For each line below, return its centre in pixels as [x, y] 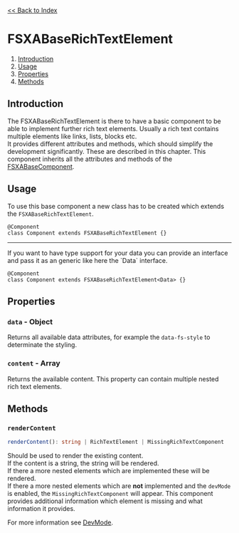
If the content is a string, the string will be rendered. [83, 463]
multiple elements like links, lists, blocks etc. [72, 136]
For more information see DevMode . [60, 522]
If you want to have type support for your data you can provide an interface [118, 253]
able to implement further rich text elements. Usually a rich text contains [113, 128]
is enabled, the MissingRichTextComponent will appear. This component [110, 494]
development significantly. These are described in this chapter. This [107, 151]
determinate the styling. [42, 345]
